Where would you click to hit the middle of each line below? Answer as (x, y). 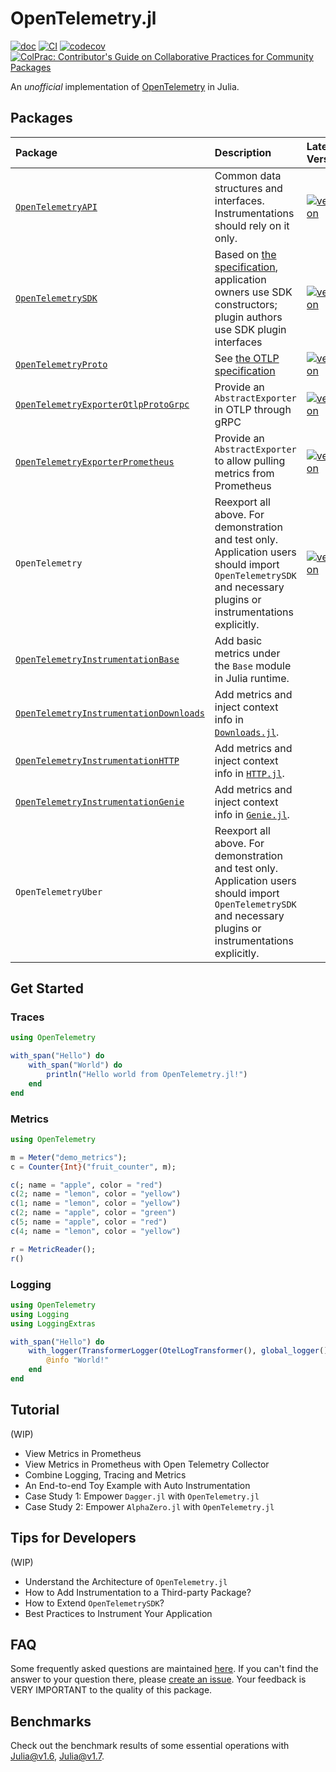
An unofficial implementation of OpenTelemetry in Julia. (125, 86)
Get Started (47, 988)
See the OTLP (247, 358)
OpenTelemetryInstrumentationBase (97, 659)
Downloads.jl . (247, 732)
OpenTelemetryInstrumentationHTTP (97, 760)
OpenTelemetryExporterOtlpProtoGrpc (102, 404)
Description (243, 152)
